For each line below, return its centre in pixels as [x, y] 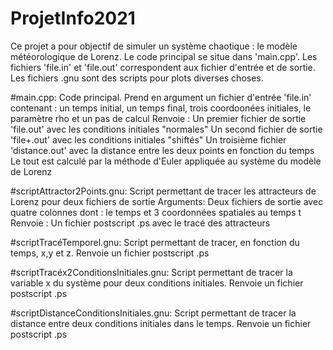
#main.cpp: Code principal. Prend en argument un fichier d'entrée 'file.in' [161, 97]
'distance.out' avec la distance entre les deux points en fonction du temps [162, 150]
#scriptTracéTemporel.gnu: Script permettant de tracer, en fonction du [155, 242]
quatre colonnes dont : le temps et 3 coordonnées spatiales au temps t [156, 212]
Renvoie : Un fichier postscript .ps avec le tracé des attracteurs [140, 223]
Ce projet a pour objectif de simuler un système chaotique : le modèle [154, 46]
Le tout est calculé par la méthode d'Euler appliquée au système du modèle [166, 161]
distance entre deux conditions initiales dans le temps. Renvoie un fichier [161, 323]
